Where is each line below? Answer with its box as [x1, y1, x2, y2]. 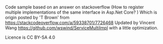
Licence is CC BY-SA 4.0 [5, 34, 55, 40]
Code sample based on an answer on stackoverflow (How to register [5, 4, 144, 10]
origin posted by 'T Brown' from [5, 15, 70, 20]
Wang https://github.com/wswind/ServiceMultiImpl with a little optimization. [5, 25, 159, 31]
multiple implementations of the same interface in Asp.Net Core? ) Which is [5, 9, 157, 15]
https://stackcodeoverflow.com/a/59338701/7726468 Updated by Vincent [5, 20, 155, 25]
